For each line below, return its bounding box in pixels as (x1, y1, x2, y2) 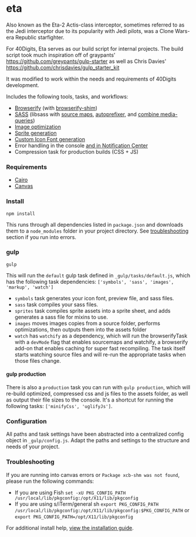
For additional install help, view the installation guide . (6, 524, 134, 531)
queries (14, 117, 33, 124)
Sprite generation (14, 129, 57, 137)
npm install (6, 211, 35, 217)
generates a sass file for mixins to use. (14, 313, 109, 320)
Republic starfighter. (15, 34, 65, 41)
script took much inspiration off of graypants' (6, 51, 116, 58)
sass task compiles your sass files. (14, 301, 99, 308)
